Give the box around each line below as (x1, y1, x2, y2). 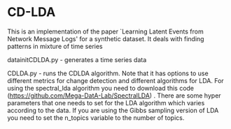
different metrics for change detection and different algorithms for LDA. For (7, 76, 224, 84)
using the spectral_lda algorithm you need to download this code (7, 84, 195, 92)
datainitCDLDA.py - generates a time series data (7, 55, 147, 63)
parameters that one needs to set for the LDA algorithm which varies (7, 98, 205, 107)
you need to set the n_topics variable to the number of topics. (7, 113, 185, 122)
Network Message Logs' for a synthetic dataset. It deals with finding (7, 34, 204, 43)
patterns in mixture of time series (7, 42, 103, 50)
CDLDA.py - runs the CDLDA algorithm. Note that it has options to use (7, 69, 209, 77)
